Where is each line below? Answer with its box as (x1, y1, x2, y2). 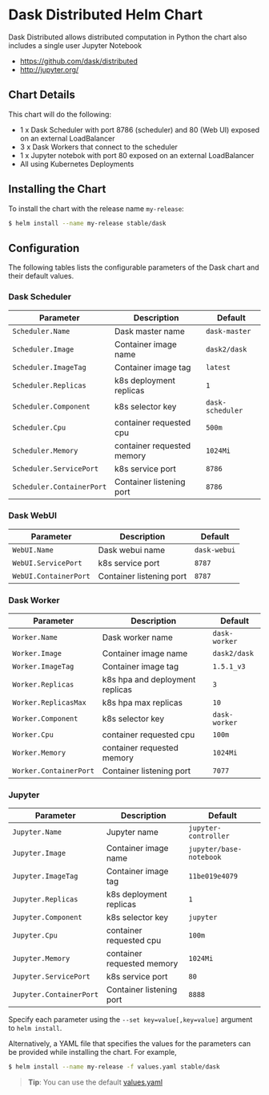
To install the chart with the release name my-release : (8, 203, 184, 214)
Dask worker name (102, 632, 174, 643)
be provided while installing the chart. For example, (8, 1048, 178, 1057)
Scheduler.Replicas (12, 381, 86, 390)
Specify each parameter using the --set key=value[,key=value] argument (8, 1015, 253, 1024)
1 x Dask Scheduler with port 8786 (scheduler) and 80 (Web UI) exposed (19, 124, 260, 134)
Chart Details (8, 88, 76, 102)
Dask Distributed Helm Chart (8, 6, 203, 24)
